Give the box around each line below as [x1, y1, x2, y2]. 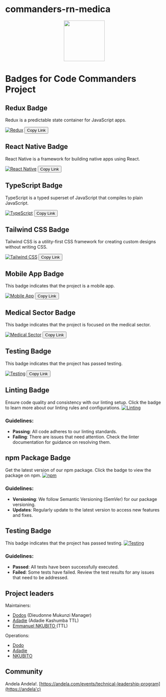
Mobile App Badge [5, 269, 64, 278]
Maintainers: [5, 602, 31, 608]
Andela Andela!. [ [5, 680, 41, 686]
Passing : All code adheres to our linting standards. [12, 428, 117, 434]
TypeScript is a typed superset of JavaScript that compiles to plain [5, 195, 143, 201]
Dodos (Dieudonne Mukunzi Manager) [12, 612, 92, 618]
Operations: [5, 632, 30, 638]
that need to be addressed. [12, 575, 69, 581]
